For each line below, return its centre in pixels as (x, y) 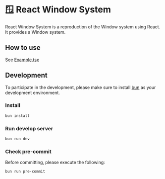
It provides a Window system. (35, 32)
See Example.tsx (22, 60)
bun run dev (17, 139)
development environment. (33, 92)
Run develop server (29, 128)
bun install (17, 116)
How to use (23, 48)
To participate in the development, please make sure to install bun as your (81, 87)
